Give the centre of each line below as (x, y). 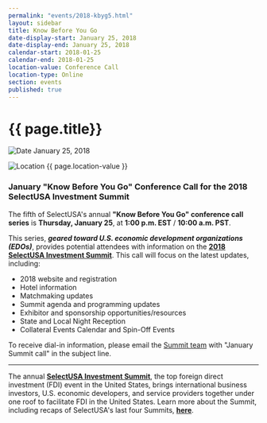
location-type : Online (46, 75)
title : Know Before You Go (53, 30)
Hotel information (48, 287)
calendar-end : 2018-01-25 (51, 60)
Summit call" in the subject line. (60, 353)
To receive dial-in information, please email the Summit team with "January (131, 345)
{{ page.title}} (56, 129)
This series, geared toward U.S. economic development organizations (126, 238)
